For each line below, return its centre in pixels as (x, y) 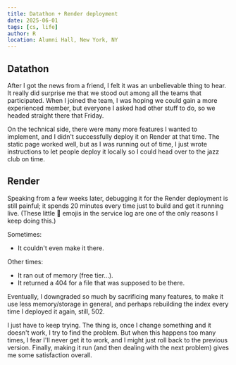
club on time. (26, 159)
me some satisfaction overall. (50, 355)
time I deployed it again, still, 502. (56, 311)
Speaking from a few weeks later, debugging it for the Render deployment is (118, 198)
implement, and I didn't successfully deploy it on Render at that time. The (113, 136)
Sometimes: (25, 234)
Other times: (25, 261)
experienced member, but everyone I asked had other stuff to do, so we (111, 108)
